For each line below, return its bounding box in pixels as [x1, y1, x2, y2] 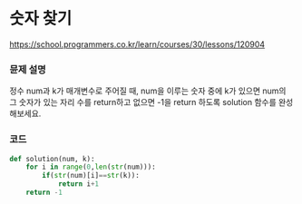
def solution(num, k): [9, 154, 95, 163]
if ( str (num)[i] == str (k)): [42, 171, 141, 180]
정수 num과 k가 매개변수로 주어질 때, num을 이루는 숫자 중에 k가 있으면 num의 [9, 85, 287, 96]
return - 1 [25, 188, 63, 198]
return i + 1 [57, 180, 100, 189]
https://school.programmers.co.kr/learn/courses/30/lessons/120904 [9, 38, 266, 50]
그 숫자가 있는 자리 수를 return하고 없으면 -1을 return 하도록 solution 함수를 [9, 97, 277, 108]
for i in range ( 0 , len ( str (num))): [25, 162, 156, 172]
